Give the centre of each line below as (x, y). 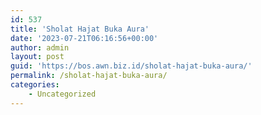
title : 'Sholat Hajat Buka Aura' (80, 29)
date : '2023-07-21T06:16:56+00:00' (84, 38)
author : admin (40, 47)
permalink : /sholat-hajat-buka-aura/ (89, 76)
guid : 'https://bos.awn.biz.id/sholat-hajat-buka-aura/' (131, 66)
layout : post (37, 57)
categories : (35, 85)
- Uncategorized (62, 94)
